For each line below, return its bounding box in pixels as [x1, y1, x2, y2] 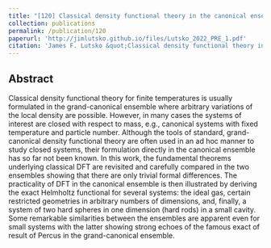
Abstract [8, 72, 54, 86]
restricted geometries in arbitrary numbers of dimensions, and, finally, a [8, 195, 247, 206]
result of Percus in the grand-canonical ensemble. [8, 230, 175, 240]
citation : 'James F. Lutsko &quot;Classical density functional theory [8, 42, 254, 50]
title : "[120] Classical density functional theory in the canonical [8, 11, 248, 20]
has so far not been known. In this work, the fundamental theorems [8, 153, 231, 162]
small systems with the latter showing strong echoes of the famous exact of [8, 221, 261, 231]
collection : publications [8, 19, 95, 27]
